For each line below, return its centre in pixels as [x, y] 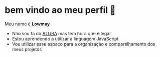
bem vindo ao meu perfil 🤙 [60, 10]
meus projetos [27, 49]
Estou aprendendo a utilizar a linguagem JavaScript [65, 39]
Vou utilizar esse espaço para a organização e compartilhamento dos [84, 44]
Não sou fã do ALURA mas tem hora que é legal [61, 33]
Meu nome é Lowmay [27, 24]
